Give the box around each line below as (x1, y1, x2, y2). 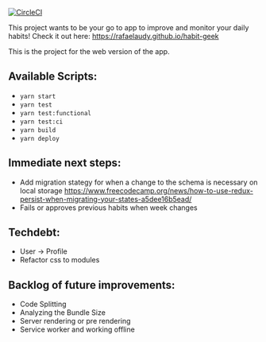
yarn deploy (19, 134, 60, 142)
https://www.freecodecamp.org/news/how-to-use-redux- (64, 185, 254, 195)
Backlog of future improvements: (8, 278, 175, 292)
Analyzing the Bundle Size (19, 308, 106, 317)
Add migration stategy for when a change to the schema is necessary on (19, 177, 258, 187)
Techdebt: (8, 226, 61, 239)
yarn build (19, 126, 56, 134)
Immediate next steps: (8, 156, 121, 170)
